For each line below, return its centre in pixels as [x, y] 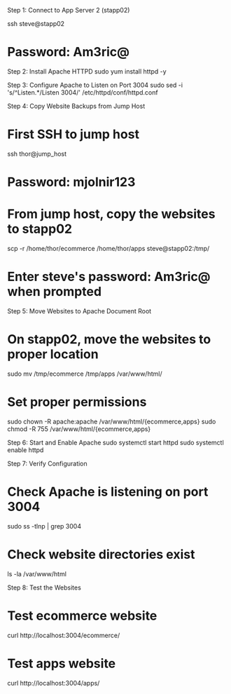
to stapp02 [40, 229]
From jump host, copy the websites [111, 214]
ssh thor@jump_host [37, 154]
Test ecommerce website [82, 615]
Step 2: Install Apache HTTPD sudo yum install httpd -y [87, 71]
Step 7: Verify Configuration [47, 463]
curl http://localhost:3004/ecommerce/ [64, 635]
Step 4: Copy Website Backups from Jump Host [76, 106]
